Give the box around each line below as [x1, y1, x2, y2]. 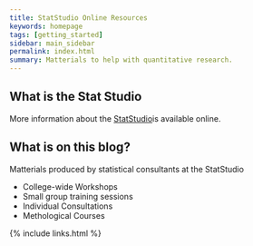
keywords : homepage [9, 22, 83, 31]
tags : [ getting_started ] [9, 30, 103, 39]
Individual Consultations [22, 201, 113, 212]
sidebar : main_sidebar [9, 38, 95, 48]
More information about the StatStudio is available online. [9, 113, 221, 123]
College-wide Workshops [22, 181, 118, 192]
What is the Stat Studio [9, 89, 142, 104]
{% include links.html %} [9, 228, 102, 239]
